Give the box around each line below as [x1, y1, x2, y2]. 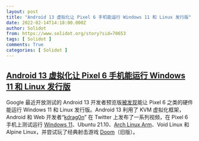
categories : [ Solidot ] [6, 47, 68, 53]
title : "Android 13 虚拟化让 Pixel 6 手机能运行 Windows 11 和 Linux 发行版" [6, 14, 192, 20]
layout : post [6, 8, 39, 15]
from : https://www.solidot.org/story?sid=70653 [6, 31, 127, 37]
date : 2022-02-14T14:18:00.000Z [6, 20, 86, 25]
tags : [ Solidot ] [6, 36, 52, 42]
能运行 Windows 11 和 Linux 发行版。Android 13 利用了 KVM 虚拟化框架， [6, 106, 185, 113]
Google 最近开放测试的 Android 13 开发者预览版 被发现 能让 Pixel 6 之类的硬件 [6, 98, 194, 105]
